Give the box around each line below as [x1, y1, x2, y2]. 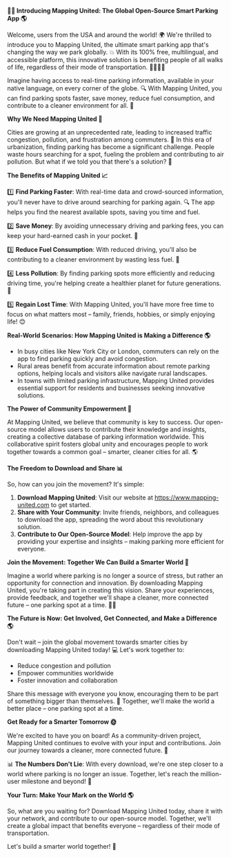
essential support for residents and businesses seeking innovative [17, 384, 205, 392]
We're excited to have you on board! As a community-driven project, [7, 731, 201, 740]
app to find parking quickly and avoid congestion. [17, 355, 159, 362]
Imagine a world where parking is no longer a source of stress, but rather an [7, 571, 223, 580]
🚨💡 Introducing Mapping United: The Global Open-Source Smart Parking [7, 7, 219, 14]
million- [200, 770, 222, 778]
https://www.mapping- [154, 493, 219, 502]
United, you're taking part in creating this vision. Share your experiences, [7, 587, 215, 594]
